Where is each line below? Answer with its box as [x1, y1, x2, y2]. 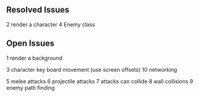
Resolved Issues [6, 5, 70, 15]
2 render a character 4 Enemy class [6, 20, 96, 28]
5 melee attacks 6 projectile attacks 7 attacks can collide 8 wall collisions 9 [6, 78, 194, 85]
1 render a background [6, 54, 62, 61]
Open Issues [6, 39, 54, 49]
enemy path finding [6, 84, 55, 91]
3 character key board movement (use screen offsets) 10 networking [6, 66, 177, 73]
